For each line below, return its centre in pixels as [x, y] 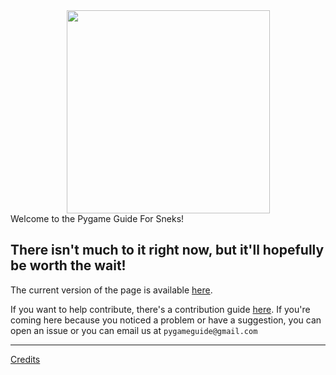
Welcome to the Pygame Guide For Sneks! [97, 218]
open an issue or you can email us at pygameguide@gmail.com [134, 330]
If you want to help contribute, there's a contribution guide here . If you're [160, 309]
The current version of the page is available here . [111, 290]
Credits [25, 359]
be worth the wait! [68, 265]
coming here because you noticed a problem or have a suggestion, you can [166, 320]
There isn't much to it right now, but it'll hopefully [167, 250]
